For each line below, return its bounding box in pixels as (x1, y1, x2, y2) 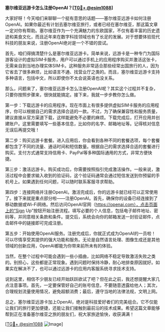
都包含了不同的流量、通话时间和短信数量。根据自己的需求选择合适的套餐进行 (5, 144, 160, 149)
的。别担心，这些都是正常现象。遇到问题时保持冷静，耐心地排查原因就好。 (5, 259, 156, 265)
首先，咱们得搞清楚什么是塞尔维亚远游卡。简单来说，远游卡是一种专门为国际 (5, 50, 160, 56)
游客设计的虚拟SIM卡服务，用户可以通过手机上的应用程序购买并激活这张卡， (5, 57, 160, 62)
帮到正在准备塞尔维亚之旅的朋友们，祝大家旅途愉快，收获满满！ (5, 311, 134, 317)
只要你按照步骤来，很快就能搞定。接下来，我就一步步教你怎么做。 (5, 92, 138, 98)
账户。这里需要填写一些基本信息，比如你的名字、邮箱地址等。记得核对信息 (9, 121, 160, 126)
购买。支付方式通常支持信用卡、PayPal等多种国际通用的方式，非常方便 (5, 150, 148, 155)
